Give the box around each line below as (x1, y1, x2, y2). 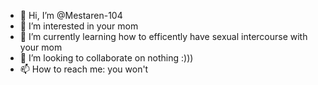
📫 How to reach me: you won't (19, 63, 149, 75)
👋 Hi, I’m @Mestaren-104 (19, 10, 123, 21)
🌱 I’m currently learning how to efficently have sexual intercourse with (19, 31, 308, 42)
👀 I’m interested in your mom (19, 20, 139, 32)
